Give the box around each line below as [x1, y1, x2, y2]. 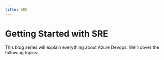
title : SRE [5, 7, 28, 12]
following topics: [5, 49, 38, 55]
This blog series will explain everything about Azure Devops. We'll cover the [5, 44, 159, 50]
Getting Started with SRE [5, 28, 108, 39]
